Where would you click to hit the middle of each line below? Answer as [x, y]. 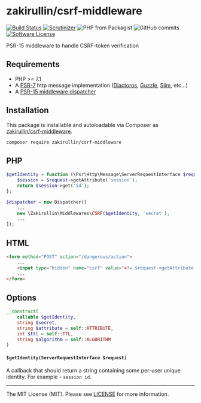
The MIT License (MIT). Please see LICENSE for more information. [88, 394]
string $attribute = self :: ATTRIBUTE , [65, 328]
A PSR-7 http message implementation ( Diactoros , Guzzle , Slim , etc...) [101, 85]
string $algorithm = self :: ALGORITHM [64, 340]
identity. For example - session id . [49, 377]
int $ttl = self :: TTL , [45, 334]
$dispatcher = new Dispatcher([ [46, 202]
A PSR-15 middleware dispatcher [55, 92]
